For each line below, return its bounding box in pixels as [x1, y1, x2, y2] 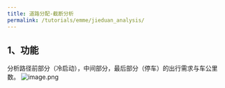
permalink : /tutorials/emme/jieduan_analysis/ [7, 17, 145, 24]
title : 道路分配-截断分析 [7, 10, 75, 17]
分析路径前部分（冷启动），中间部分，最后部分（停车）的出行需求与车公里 [7, 64, 218, 73]
